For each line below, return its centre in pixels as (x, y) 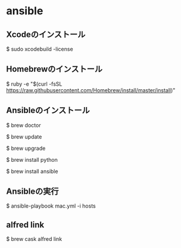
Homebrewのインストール (54, 69)
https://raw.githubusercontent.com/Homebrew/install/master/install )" (91, 90)
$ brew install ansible (32, 171)
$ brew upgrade (26, 148)
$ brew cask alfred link (34, 239)
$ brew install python (32, 159)
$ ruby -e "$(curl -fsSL (34, 84)
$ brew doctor (24, 125)
